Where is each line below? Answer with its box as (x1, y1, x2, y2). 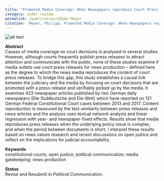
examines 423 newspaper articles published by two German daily (5, 90, 137, 96)
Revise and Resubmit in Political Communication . (5, 171, 103, 177)
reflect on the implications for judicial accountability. (5, 137, 110, 143)
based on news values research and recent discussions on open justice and (5, 132, 158, 138)
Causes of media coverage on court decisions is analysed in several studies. (5, 49, 159, 55)
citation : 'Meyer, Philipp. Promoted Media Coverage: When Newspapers (5, 20, 152, 26)
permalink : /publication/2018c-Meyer (5, 16, 82, 21)
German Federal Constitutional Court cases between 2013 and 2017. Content (5, 101, 159, 106)
